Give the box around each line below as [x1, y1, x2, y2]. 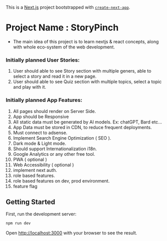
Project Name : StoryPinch [6, 22, 119, 33]
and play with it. [13, 84, 46, 90]
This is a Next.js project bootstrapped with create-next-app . [6, 5, 131, 10]
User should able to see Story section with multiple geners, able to [13, 68, 152, 74]
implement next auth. [13, 167, 58, 173]
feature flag [13, 183, 37, 189]
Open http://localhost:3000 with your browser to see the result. [6, 230, 138, 236]
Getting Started [6, 198, 55, 206]
